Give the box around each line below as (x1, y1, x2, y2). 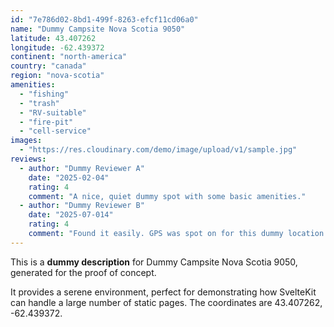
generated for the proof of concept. (10, 266, 157, 278)
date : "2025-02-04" (28, 172, 110, 183)
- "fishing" (19, 89, 70, 99)
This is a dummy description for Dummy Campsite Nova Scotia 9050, (10, 256, 298, 268)
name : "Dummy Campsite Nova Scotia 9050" (10, 24, 186, 34)
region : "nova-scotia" (10, 71, 105, 81)
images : (10, 136, 43, 146)
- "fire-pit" (19, 117, 74, 127)
